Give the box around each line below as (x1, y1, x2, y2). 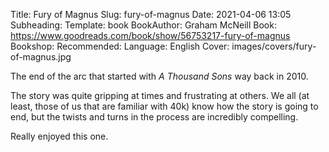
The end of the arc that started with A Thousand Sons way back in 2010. (10, 70, 309, 82)
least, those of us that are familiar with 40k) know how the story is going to (10, 100, 319, 112)
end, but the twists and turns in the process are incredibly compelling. (10, 111, 299, 123)
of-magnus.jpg (10, 51, 72, 63)
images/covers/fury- (231, 40, 317, 52)
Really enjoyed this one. (10, 130, 109, 142)
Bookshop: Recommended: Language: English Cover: (10, 40, 230, 52)
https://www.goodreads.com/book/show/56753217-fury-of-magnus (10, 30, 291, 41)
